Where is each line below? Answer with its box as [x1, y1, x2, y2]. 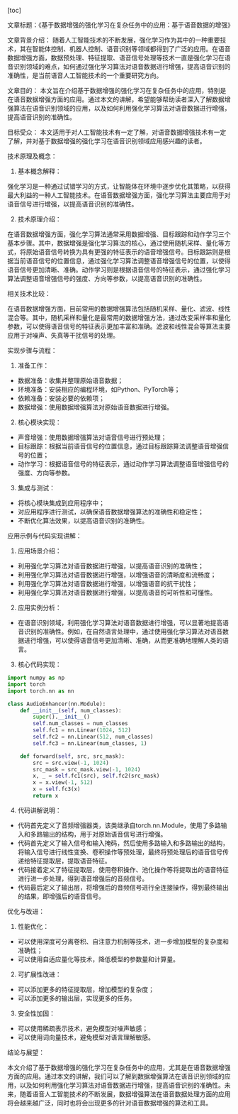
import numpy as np [7, 674, 65, 681]
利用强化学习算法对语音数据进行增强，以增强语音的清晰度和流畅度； [17, 570, 217, 579]
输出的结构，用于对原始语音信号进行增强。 [42, 829, 167, 838]
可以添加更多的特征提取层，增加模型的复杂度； [17, 985, 154, 993]
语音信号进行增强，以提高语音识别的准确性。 [7, 200, 138, 208]
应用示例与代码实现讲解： [7, 531, 82, 540]
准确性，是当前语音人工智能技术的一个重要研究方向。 [7, 71, 163, 79]
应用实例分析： [17, 603, 62, 612]
